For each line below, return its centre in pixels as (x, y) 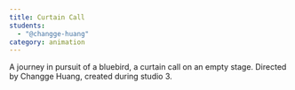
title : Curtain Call (48, 17)
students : (28, 26)
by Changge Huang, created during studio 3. (91, 77)
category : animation (48, 42)
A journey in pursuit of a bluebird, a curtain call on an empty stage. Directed (148, 67)
